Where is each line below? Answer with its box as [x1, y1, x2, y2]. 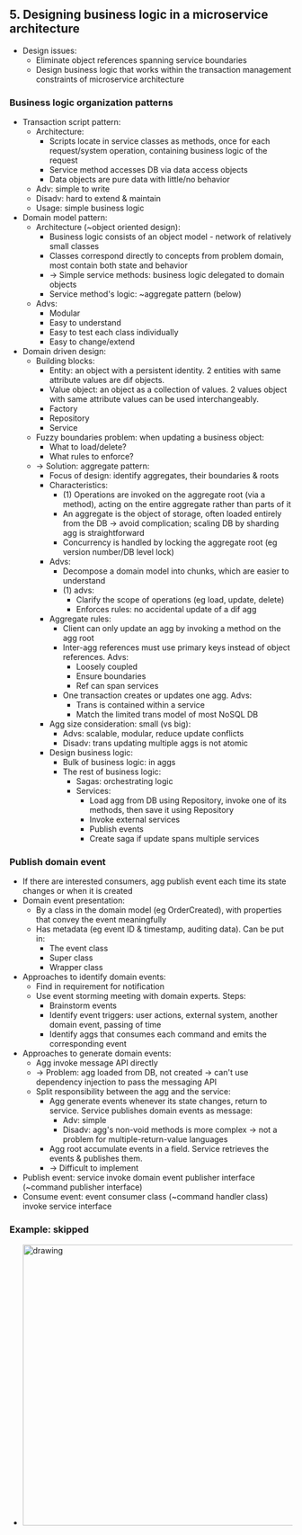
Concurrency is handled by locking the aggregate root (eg [62, 537, 278, 548]
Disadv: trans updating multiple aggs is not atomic [62, 737, 249, 749]
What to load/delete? [49, 442, 128, 452]
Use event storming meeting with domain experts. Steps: [35, 991, 246, 1002]
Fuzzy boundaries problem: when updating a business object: [35, 432, 265, 443]
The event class [49, 943, 109, 954]
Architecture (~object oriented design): [35, 222, 182, 233]
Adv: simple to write [35, 183, 111, 194]
